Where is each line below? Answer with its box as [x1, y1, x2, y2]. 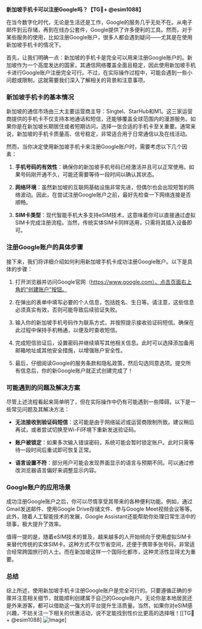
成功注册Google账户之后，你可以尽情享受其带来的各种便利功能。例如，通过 [6, 498, 193, 505]
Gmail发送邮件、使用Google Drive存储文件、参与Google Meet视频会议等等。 [6, 505, 195, 513]
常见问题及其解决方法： [11, 405, 70, 413]
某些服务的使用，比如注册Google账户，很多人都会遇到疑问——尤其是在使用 [6, 34, 193, 41]
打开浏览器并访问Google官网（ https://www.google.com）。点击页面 [14, 278, 182, 285]
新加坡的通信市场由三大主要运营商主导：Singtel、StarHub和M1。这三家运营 [6, 108, 193, 115]
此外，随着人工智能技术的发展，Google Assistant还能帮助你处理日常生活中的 [6, 513, 196, 520]
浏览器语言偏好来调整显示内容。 [20, 466, 100, 474]
